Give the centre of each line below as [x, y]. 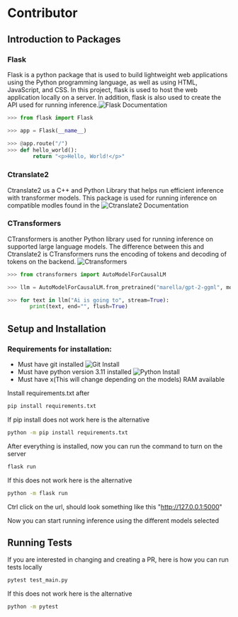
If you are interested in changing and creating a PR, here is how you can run [118, 560]
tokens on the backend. [42, 261]
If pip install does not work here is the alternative [79, 419]
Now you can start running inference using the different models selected [113, 520]
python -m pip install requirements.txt [68, 432]
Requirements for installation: [59, 349]
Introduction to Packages [64, 39]
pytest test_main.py [38, 580]
